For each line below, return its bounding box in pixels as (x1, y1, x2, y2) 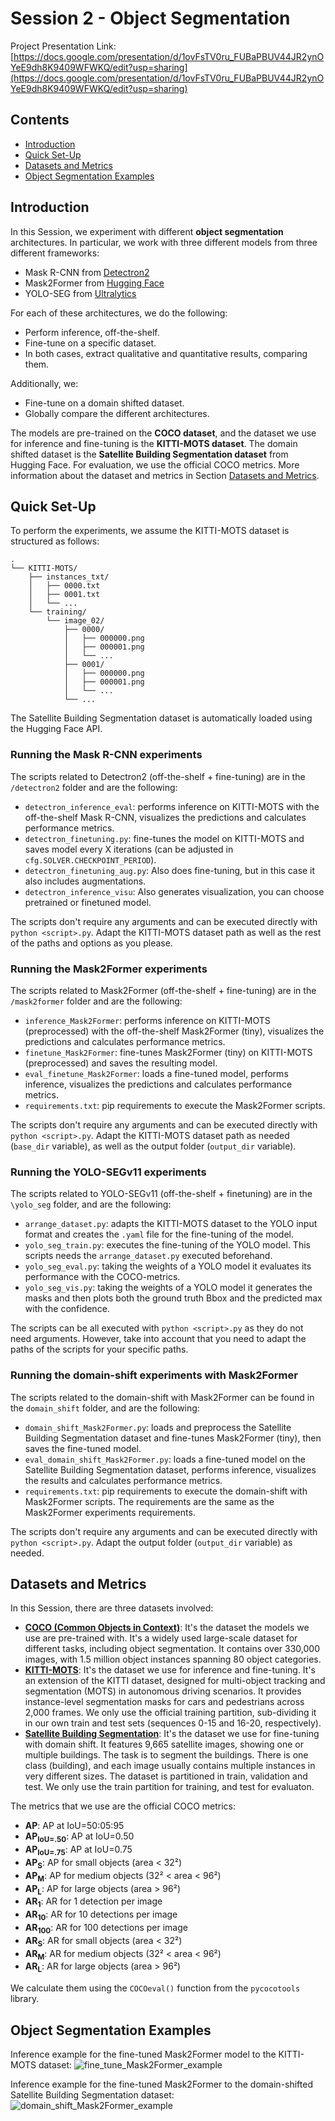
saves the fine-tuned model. (24, 1442, 142, 1454)
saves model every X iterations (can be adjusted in (24, 843, 234, 855)
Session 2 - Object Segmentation (10, 7, 291, 30)
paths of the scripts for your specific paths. (10, 1343, 189, 1356)
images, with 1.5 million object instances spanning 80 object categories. (24, 1653, 322, 1666)
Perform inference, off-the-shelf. (24, 326, 160, 338)
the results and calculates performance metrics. (24, 1474, 223, 1486)
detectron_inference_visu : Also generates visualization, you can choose (24, 885, 325, 897)
